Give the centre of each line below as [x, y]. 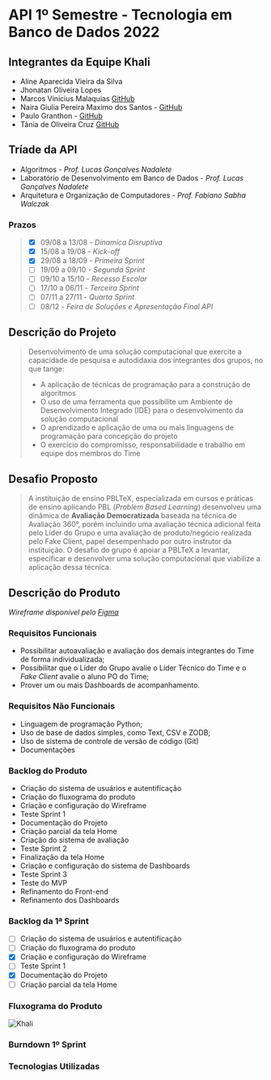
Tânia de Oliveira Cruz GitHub [70, 124]
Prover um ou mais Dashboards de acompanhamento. [110, 685]
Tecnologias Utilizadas [54, 1066]
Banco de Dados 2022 [84, 32]
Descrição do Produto [65, 593]
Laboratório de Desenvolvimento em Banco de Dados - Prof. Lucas [132, 178]
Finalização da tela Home [62, 857]
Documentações [47, 750]
